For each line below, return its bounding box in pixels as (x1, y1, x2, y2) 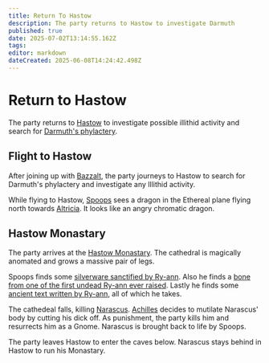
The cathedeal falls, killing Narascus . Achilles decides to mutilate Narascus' (8, 304, 259, 314)
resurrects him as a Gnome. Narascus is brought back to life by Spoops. (8, 322, 247, 332)
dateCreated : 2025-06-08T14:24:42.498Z (8, 57, 142, 65)
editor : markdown (8, 49, 67, 57)
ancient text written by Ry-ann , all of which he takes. (8, 289, 182, 299)
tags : (8, 42, 26, 50)
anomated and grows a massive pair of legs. (8, 256, 155, 266)
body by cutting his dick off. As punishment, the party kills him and (8, 313, 229, 323)
